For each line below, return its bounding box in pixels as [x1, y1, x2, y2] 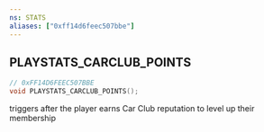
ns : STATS [9, 13, 47, 22]
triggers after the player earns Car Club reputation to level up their [9, 103, 255, 114]
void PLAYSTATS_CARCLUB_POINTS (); [9, 87, 140, 96]
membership [9, 113, 57, 124]
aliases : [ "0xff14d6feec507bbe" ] [9, 22, 135, 31]
